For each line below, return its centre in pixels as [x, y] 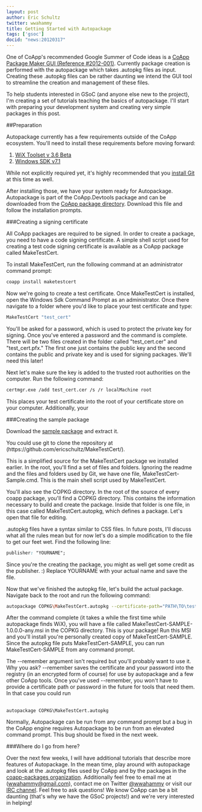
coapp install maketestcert [41, 282]
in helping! [19, 803]
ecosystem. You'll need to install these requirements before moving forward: [101, 143]
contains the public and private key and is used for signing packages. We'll [99, 354]
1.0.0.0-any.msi [25, 631]
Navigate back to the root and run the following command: [78, 595]
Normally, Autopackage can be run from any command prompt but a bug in [99, 722]
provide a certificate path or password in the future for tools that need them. [101, 687]
